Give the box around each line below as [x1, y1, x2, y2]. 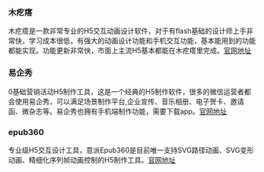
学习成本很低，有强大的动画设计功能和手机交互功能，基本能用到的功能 [28, 36, 256, 46]
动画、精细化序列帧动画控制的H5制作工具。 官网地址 [8, 155, 176, 164]
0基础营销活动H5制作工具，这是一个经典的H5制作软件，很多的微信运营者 [8, 86, 245, 96]
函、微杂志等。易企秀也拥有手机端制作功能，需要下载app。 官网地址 [8, 106, 228, 115]
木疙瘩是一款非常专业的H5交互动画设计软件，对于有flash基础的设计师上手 [8, 26, 247, 36]
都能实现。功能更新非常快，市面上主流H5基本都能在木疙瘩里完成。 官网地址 [8, 46, 251, 56]
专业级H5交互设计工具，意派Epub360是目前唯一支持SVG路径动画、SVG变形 [8, 145, 254, 155]
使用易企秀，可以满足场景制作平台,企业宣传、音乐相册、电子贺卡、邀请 [14, 97, 245, 106]
